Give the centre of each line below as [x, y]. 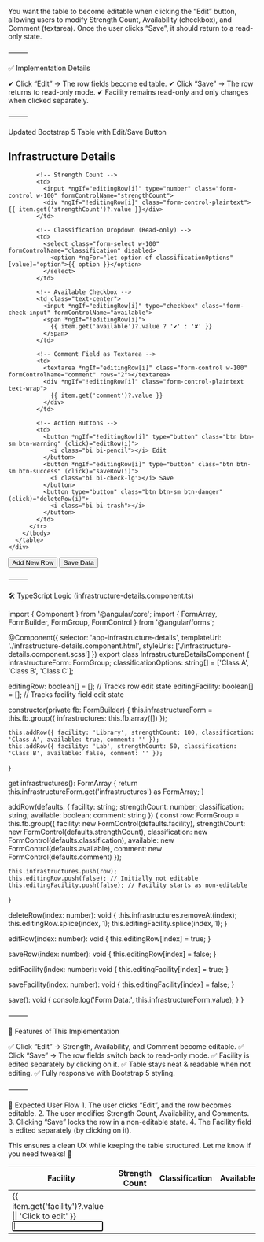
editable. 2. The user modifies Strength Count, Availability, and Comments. [129, 1113]
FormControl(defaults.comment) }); [65, 857]
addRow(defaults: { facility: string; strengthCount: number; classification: [126, 806]
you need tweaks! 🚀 [40, 1154]
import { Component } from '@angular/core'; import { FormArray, [113, 614]
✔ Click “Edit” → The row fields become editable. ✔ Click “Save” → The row [131, 83]
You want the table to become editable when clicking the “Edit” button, [123, 11]
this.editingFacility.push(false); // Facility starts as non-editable [128, 885]
